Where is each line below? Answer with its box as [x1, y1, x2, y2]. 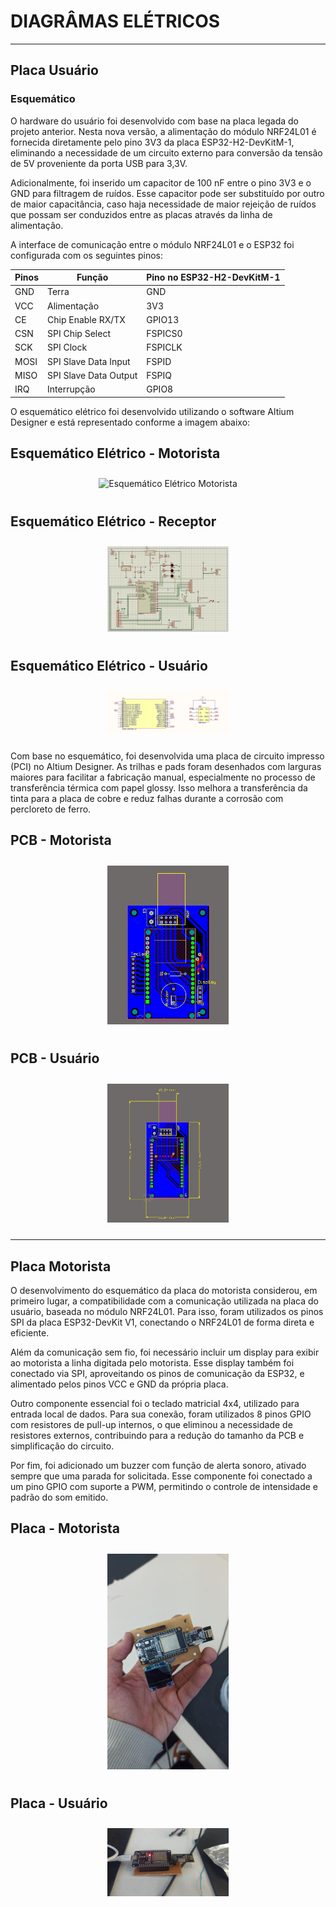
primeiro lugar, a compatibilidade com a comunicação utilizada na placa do [10, 1295, 319, 1307]
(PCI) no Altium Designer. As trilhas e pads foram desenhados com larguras [10, 761, 322, 773]
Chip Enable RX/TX [47, 313, 126, 325]
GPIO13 [146, 313, 180, 325]
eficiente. [10, 1327, 50, 1339]
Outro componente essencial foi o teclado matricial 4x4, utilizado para [10, 1398, 300, 1410]
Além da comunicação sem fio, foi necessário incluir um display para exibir [10, 1346, 320, 1359]
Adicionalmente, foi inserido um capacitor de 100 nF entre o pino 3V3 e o [10, 176, 312, 189]
